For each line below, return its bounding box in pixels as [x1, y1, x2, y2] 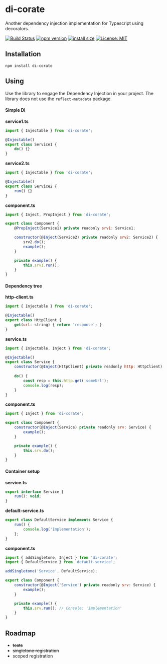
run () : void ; [14, 494, 42, 499]
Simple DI [5, 107, 26, 113]
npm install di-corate [5, 63, 53, 68]
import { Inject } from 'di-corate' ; [5, 411, 84, 416]
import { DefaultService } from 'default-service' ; [5, 560, 115, 565]
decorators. [5, 25, 29, 31]
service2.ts [5, 160, 30, 167]
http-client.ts [5, 294, 34, 300]
